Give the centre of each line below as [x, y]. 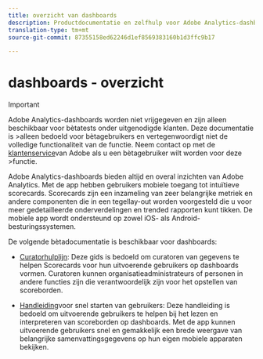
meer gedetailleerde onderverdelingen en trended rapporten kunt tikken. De [130, 210]
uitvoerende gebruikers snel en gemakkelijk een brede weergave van [131, 331]
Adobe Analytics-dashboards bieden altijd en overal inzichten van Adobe [126, 176]
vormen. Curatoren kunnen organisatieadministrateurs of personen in [131, 274]
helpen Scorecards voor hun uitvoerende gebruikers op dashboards [129, 265]
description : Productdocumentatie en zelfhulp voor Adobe [104, 23]
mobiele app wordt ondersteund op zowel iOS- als [89, 218]
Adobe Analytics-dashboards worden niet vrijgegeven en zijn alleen [117, 120]
